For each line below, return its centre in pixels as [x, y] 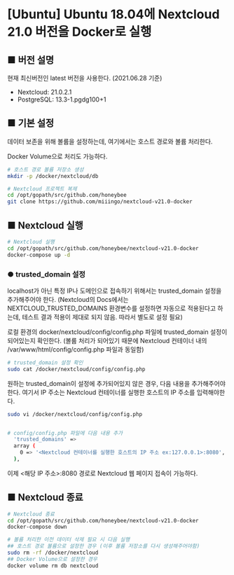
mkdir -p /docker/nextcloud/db [53, 176]
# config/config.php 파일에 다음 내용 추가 [65, 433]
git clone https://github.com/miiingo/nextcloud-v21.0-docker [100, 202]
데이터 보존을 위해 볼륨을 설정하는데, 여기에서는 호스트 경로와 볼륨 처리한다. [110, 141]
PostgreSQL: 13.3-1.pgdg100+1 [62, 99]
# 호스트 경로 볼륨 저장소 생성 [46, 169]
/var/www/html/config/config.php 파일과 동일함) [76, 349]
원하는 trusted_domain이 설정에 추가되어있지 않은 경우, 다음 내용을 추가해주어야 [117, 383]
